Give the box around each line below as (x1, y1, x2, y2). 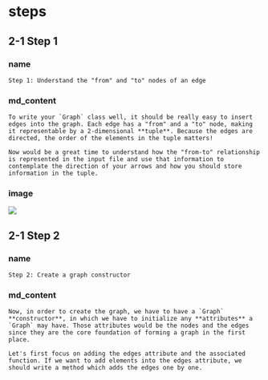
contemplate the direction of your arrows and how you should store (8, 163, 242, 171)
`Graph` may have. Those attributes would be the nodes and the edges (8, 321, 250, 330)
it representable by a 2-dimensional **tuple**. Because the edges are (8, 127, 253, 135)
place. (8, 336, 30, 344)
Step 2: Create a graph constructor (8, 271, 131, 279)
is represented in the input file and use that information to (8, 156, 225, 164)
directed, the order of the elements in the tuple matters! (8, 135, 214, 143)
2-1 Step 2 (8, 228, 60, 242)
